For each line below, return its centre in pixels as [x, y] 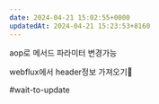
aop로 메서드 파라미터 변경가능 [63, 52]
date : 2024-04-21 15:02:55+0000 [70, 17]
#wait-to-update [40, 90]
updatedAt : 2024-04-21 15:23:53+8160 [80, 26]
